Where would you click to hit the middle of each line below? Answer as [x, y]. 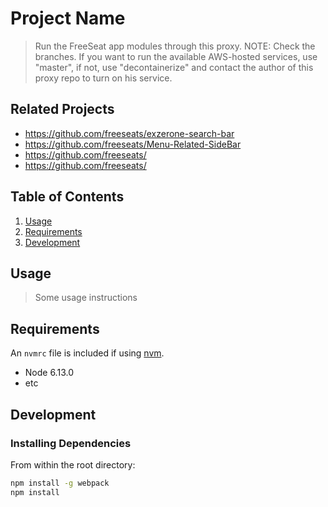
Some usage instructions [86, 298]
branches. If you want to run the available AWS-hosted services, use [176, 56]
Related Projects [62, 109]
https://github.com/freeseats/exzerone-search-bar [129, 133]
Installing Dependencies [71, 443]
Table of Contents [67, 197]
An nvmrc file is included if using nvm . [87, 353]
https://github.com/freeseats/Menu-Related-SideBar [133, 144]
